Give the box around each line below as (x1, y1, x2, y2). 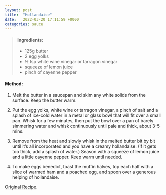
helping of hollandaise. (12, 174, 59, 180)
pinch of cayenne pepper (24, 69, 77, 75)
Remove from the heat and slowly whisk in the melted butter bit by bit (12, 138, 156, 144)
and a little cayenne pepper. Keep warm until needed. (12, 154, 122, 160)
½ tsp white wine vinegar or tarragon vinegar (24, 59, 118, 65)
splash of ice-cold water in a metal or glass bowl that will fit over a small (12, 112, 161, 118)
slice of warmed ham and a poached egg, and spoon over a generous (12, 169, 156, 175)
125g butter (24, 48, 48, 54)
